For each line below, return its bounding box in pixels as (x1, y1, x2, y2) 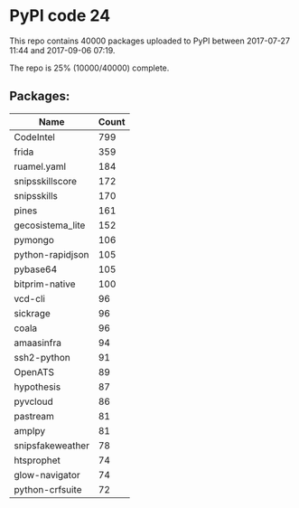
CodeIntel (14, 130, 56, 143)
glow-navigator (14, 468, 81, 481)
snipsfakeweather (14, 439, 90, 452)
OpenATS (14, 365, 55, 378)
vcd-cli (14, 292, 45, 305)
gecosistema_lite (14, 219, 86, 231)
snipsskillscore (14, 174, 78, 187)
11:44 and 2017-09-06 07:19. (9, 44, 116, 55)
